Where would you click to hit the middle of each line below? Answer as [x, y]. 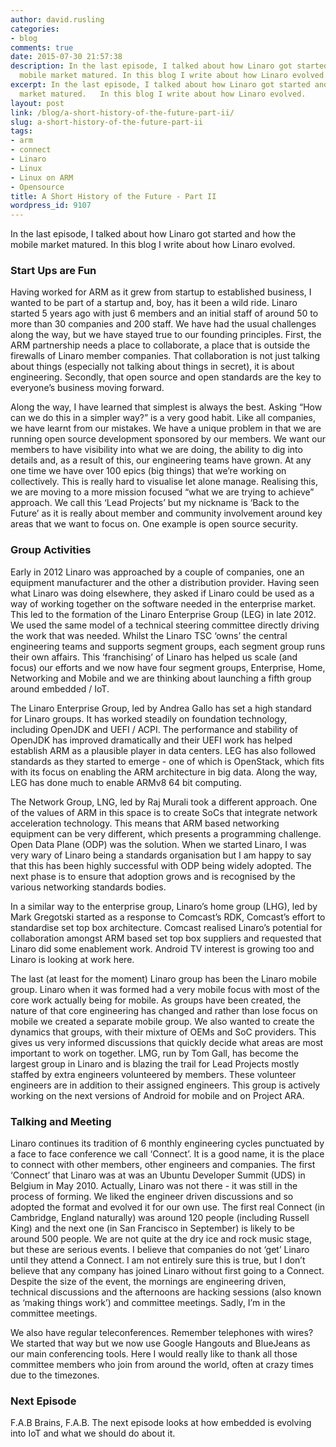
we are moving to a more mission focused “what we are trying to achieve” [162, 492]
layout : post [37, 103]
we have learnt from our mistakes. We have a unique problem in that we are [166, 428]
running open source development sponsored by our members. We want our [168, 439]
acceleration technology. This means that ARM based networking [145, 823]
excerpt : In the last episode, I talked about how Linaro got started [160, 85]
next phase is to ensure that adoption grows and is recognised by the [153, 876]
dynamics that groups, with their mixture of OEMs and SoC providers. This [163, 1032]
